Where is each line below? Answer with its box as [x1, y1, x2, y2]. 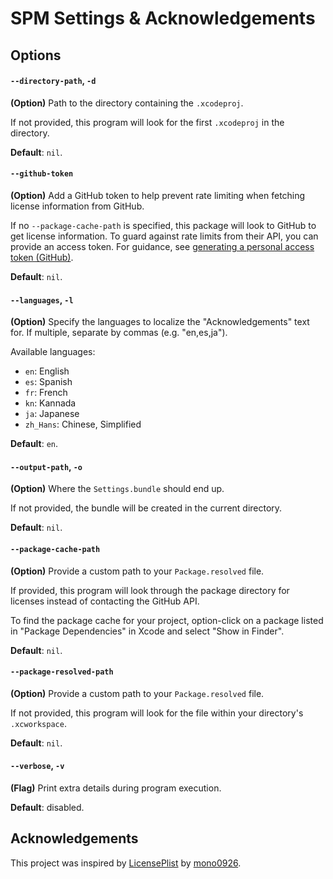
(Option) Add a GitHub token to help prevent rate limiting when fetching [10, 189, 306, 201]
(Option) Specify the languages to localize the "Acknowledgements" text [10, 316, 310, 328]
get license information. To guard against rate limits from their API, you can [10, 230, 319, 242]
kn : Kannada [24, 397, 77, 409]
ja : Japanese [24, 408, 80, 420]
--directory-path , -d [10, 75, 97, 87]
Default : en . [10, 438, 59, 450]
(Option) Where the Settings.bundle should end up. [10, 483, 225, 495]
